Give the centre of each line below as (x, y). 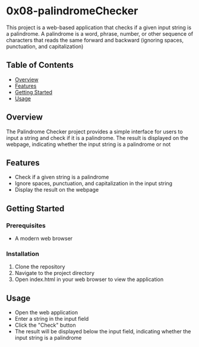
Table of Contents (40, 65)
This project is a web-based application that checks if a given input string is (99, 27)
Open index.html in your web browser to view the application (89, 279)
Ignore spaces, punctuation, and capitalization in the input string (94, 183)
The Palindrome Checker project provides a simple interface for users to (94, 132)
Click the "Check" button (45, 325)
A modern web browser (44, 239)
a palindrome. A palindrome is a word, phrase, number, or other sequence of (100, 33)
